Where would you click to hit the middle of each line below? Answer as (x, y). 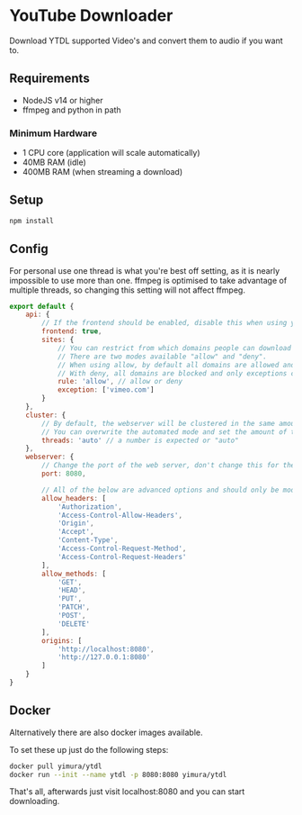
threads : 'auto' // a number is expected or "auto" (141, 440)
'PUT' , (70, 599)
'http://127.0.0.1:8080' (104, 657)
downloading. (35, 801)
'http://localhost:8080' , (106, 649)
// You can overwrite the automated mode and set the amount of (164, 432)
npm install (31, 221)
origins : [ (62, 640)
